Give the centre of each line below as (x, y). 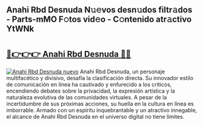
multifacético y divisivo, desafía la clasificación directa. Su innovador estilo (100, 78)
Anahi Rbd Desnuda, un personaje (122, 71)
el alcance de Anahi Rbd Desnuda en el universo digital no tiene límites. (95, 117)
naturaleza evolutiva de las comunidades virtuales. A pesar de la (87, 97)
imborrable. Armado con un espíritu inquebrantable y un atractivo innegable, (102, 110)
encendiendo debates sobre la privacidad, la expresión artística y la (91, 91)
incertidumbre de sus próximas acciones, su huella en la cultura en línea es (100, 104)
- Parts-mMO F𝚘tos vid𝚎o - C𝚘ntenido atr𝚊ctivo (99, 20)
